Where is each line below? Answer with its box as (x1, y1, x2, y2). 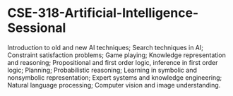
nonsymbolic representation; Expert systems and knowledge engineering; (7, 73, 222, 82)
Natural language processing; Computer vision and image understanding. (7, 80, 221, 89)
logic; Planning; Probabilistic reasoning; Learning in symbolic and (7, 66, 198, 74)
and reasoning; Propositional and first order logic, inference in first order (7, 58, 218, 66)
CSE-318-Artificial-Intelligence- (7, 5, 199, 21)
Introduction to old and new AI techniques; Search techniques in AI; (7, 43, 203, 52)
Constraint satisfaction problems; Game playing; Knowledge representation (7, 51, 226, 59)
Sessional (7, 20, 66, 36)
